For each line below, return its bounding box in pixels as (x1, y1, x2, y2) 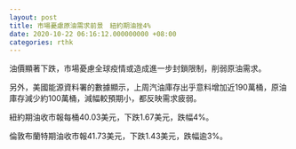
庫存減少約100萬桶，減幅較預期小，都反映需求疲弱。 (9, 93, 202, 104)
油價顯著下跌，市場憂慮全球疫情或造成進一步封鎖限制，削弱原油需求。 (9, 63, 267, 74)
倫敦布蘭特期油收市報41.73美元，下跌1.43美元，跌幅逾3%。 (9, 130, 228, 142)
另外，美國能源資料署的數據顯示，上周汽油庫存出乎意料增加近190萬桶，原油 (9, 82, 287, 93)
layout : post (9, 12, 58, 22)
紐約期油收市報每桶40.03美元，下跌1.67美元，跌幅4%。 (9, 112, 214, 122)
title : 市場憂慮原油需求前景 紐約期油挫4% (9, 21, 151, 30)
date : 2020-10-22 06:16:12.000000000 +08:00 (9, 29, 177, 38)
